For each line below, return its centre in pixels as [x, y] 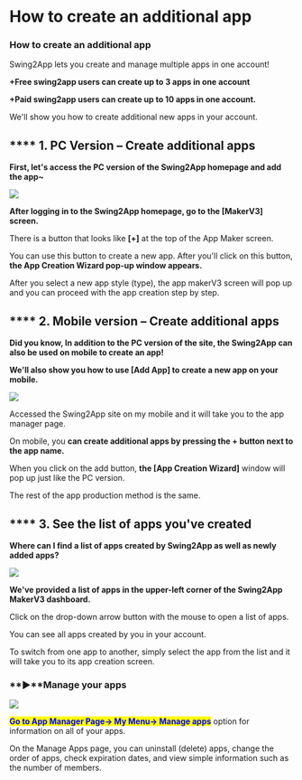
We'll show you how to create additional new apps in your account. [134, 117]
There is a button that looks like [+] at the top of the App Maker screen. [142, 239]
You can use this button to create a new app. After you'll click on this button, [151, 256]
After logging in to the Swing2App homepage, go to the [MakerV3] [136, 211]
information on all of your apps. [68, 731]
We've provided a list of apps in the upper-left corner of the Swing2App [146, 589]
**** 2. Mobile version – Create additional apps [144, 321]
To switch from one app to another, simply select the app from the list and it [150, 652]
